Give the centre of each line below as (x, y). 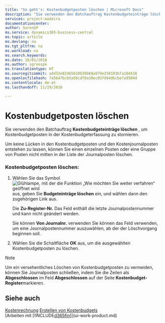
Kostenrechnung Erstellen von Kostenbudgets (51, 310)
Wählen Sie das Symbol (36, 178)
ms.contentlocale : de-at (30, 82)
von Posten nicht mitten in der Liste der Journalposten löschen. (69, 155)
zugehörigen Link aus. (35, 199)
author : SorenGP (22, 28)
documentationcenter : (27, 23)
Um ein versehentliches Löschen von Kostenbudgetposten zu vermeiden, (79, 267)
